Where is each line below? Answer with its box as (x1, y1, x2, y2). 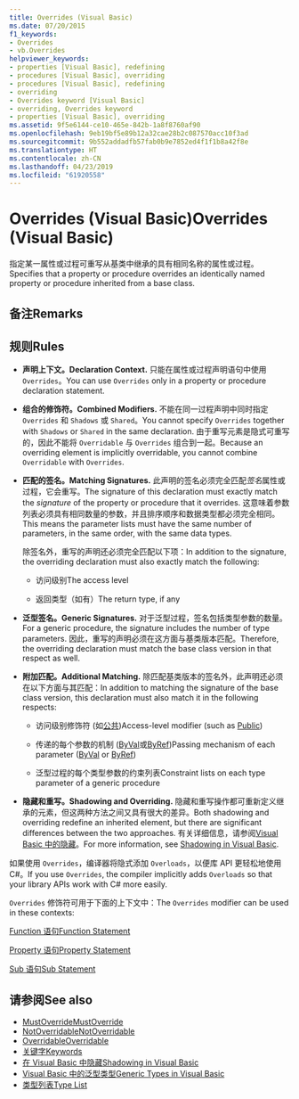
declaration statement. (21, 385, 105, 397)
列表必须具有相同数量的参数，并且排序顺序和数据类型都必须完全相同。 (21, 509, 280, 520)
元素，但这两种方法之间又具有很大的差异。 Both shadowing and (37, 808, 270, 818)
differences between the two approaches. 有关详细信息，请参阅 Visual (21, 828, 279, 839)
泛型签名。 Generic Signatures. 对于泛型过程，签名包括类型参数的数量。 (21, 612, 287, 624)
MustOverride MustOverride (21, 1017, 124, 1028)
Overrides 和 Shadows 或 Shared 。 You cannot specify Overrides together (21, 415, 285, 426)
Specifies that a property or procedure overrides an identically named (9, 268, 265, 279)
